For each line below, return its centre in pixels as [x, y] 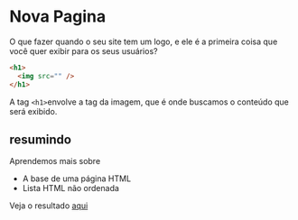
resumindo [41, 139]
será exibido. [33, 111]
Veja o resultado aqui [49, 206]
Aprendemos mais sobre [55, 161]
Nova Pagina [58, 17]
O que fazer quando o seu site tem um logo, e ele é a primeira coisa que [144, 41]
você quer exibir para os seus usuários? [84, 50]
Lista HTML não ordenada [71, 188]
